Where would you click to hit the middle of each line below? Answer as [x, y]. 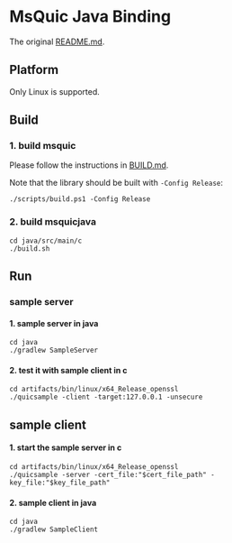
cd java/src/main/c [46, 241]
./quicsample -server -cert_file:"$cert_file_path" [108, 475]
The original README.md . [57, 41]
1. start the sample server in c [66, 447]
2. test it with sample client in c [68, 370]
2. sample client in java [53, 502]
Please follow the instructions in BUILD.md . [89, 165]
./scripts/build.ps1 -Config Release [80, 199]
